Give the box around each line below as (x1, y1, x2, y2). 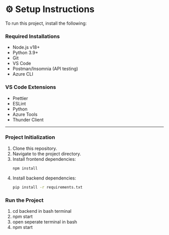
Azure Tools (12, 111, 38, 117)
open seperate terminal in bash (12, 218, 77, 225)
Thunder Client (12, 116, 44, 123)
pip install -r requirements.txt (12, 185, 83, 190)
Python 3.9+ (12, 49, 39, 56)
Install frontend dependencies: (12, 156, 76, 162)
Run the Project (5, 197, 44, 204)
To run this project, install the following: (5, 20, 87, 26)
